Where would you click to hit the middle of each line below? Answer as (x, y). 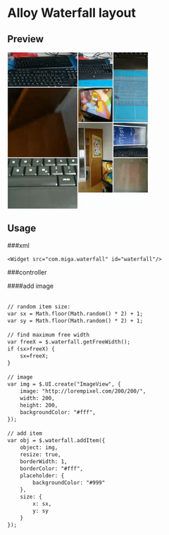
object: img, (39, 447)
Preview (26, 39)
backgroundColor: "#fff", (58, 412)
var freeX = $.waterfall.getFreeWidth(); (69, 342)
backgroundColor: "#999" (69, 483)
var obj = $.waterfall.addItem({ (56, 440)
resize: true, (40, 454)
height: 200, (39, 405)
